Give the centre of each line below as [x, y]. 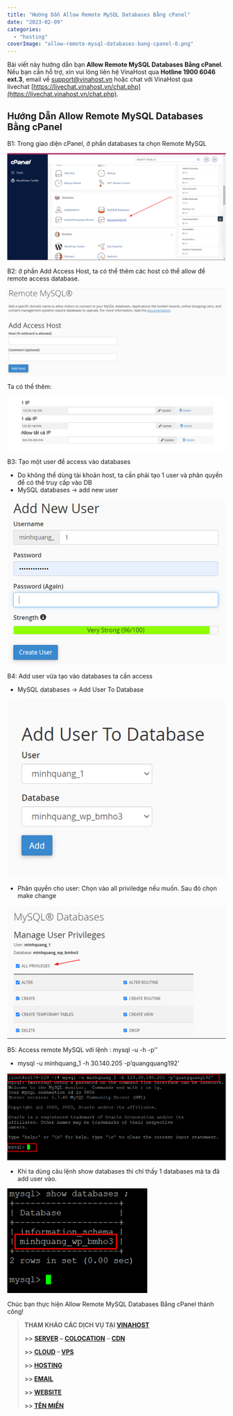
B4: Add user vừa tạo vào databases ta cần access [80, 676]
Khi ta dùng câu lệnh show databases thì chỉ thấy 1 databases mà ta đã [118, 1171]
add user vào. [37, 1178]
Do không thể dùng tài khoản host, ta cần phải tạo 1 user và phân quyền [120, 475]
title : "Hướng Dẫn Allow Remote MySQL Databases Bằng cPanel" [99, 15]
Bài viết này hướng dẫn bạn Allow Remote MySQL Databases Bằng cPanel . [115, 65]
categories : [24, 29]
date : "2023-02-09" [35, 22]
